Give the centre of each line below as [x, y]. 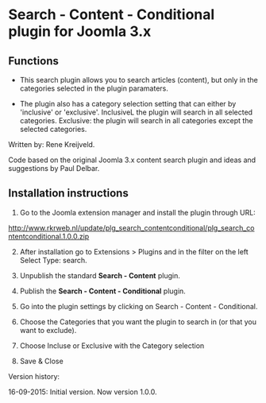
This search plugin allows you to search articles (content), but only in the [139, 80]
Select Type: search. [53, 260]
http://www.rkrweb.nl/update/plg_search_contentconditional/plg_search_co [131, 227]
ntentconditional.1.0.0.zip [49, 236]
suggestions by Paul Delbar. [54, 168]
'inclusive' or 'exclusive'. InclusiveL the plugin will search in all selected [136, 112]
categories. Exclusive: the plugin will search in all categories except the [136, 120]
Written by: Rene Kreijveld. [52, 144]
